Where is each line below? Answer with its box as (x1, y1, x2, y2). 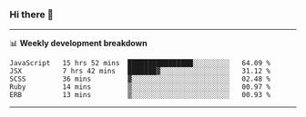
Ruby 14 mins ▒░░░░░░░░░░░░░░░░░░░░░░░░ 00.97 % (9, 83, 271, 92)
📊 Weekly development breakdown (9, 38, 148, 49)
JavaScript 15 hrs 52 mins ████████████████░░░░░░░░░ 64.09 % (9, 59, 271, 68)
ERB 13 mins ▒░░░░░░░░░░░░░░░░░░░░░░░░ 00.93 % (9, 91, 271, 100)
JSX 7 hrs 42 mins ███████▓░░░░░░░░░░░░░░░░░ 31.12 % (9, 67, 271, 76)
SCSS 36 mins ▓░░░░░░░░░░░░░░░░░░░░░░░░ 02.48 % (9, 74, 271, 84)
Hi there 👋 (9, 8, 55, 21)
